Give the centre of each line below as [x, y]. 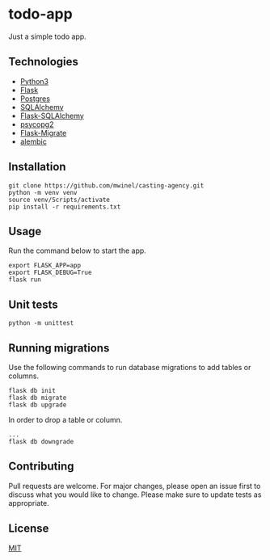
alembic [33, 141]
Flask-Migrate [43, 133]
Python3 [34, 81]
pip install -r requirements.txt [65, 207]
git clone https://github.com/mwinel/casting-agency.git [106, 185]
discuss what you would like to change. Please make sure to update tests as [135, 495]
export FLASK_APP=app [45, 266]
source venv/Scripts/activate [59, 200]
